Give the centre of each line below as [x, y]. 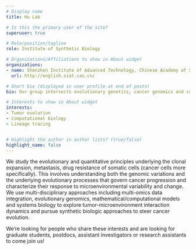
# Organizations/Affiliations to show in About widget [74, 60]
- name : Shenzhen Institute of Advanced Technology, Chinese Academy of [96, 70]
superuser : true [26, 33]
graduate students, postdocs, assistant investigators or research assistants [96, 235]
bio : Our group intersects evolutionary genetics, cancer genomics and [95, 92]
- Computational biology [36, 119]
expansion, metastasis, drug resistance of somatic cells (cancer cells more [96, 168]
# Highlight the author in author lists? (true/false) [74, 140]
